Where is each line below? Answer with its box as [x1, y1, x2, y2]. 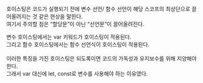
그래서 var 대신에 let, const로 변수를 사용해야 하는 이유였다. [6, 70, 148, 77]
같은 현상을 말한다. [38, 13, 84, 20]
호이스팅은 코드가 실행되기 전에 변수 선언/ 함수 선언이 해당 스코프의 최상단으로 [6, 5, 191, 12]
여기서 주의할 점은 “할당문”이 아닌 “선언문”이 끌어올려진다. [6, 21, 144, 27]
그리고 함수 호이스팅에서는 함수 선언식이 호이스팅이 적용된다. [6, 41, 150, 48]
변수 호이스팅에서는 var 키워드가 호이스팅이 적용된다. [6, 33, 132, 41]
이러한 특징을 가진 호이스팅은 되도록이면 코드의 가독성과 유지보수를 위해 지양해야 [6, 55, 197, 62]
